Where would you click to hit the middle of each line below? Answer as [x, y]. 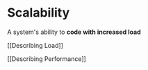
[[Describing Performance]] [47, 59]
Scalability [39, 13]
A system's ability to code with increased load [74, 32]
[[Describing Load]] [35, 45]
